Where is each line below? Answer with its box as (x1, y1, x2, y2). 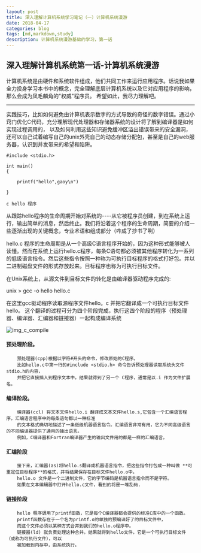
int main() (6, 163, 33, 169)
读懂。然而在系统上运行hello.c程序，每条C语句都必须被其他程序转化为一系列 (6, 247, 194, 255)
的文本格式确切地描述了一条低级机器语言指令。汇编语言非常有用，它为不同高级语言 (17, 422, 191, 428)
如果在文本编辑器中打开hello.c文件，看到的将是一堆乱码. (17, 482, 141, 488)
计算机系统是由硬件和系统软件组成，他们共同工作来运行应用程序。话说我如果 (6, 77, 195, 84)
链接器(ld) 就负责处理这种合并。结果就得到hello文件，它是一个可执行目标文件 (17, 529, 187, 535)
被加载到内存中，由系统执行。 (17, 542, 80, 548)
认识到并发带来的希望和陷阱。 (22, 140, 96, 147)
